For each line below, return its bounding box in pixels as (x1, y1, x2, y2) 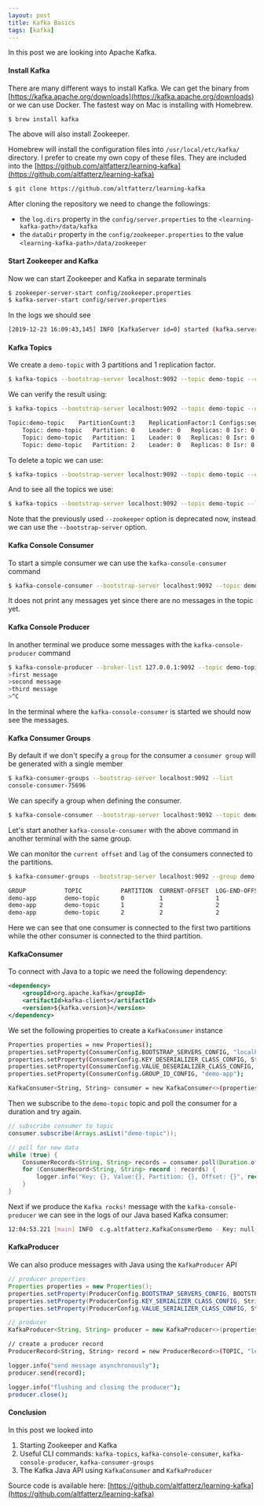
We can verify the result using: (8, 390, 108, 399)
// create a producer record (8, 1340, 104, 1349)
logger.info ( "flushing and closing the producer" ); (8, 1383, 181, 1391)
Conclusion (8, 1407, 47, 1417)
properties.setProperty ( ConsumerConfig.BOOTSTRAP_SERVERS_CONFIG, (8, 1048, 230, 1056)
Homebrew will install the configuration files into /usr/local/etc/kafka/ (8, 145, 240, 154)
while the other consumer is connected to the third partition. (8, 931, 203, 941)
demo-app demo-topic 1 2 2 (8, 901, 220, 909)
